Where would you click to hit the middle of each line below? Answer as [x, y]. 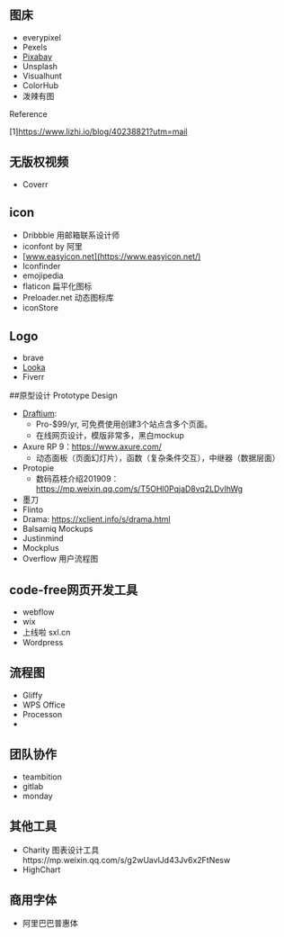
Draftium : [40, 414]
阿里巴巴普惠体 [50, 923]
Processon [42, 714]
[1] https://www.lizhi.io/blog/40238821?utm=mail [98, 131]
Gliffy [32, 695]
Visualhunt [42, 76]
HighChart [41, 869]
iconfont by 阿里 [52, 247]
